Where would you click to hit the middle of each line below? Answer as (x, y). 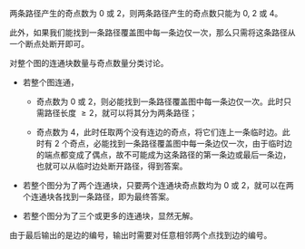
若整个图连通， (50, 82)
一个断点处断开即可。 (49, 44)
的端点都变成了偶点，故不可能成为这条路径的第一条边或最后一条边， (163, 155)
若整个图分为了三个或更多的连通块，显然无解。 (110, 216)
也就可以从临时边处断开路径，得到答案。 (112, 166)
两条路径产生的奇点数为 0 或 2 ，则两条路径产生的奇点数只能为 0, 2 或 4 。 (146, 13)
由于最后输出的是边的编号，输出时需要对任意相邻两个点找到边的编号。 (141, 235)
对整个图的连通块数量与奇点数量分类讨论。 (89, 63)
